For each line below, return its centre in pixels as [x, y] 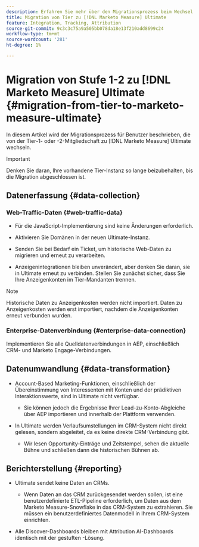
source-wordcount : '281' [37, 39]
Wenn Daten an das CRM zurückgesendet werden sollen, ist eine [103, 494]
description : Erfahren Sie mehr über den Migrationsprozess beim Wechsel [100, 12]
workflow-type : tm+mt [33, 34]
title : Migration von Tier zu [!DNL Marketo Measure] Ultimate [86, 17]
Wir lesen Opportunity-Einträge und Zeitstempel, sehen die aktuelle [106, 444]
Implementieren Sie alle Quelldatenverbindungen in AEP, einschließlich [93, 344]
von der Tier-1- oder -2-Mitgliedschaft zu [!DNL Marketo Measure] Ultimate [99, 140]
